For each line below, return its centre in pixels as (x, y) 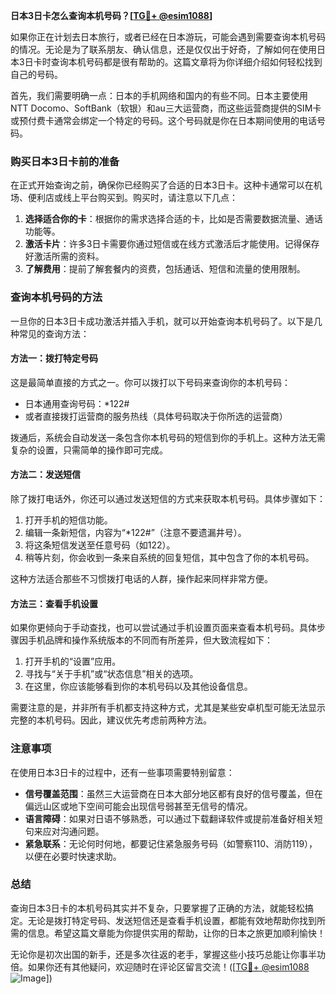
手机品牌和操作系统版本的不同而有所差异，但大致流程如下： (150, 640)
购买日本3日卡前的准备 (65, 161)
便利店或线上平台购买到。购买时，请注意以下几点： (132, 198)
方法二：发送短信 (45, 475)
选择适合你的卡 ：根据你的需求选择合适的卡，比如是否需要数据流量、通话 (173, 219)
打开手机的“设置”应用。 (73, 661)
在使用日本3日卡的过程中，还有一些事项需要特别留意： (122, 772)
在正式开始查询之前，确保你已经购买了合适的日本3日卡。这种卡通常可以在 (162, 185)
